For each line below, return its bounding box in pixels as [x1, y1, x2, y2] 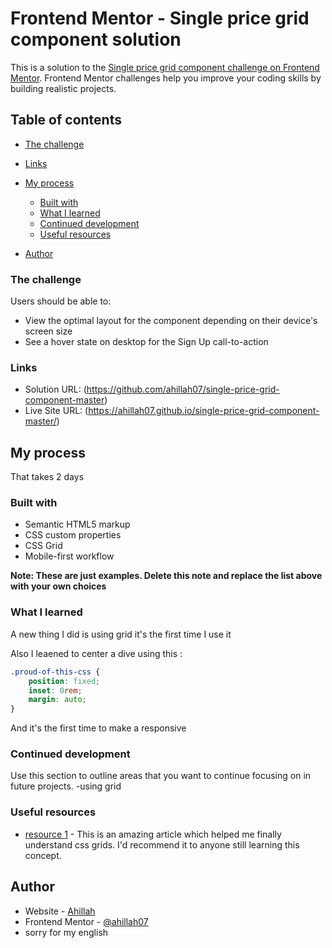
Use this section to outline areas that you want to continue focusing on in [10, 770, 312, 782]
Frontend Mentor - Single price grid [10, 7, 310, 30]
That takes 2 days [10, 471, 85, 483]
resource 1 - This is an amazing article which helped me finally [24, 828, 282, 840]
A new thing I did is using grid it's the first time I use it [10, 628, 232, 640]
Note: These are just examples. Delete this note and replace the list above [10, 570, 323, 582]
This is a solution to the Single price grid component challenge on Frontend [10, 61, 320, 73]
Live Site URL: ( [24, 405, 89, 417]
